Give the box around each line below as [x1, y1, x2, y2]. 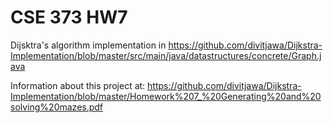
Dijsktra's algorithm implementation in [10, 39, 167, 51]
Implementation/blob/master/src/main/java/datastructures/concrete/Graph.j [10, 49, 322, 61]
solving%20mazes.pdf [10, 101, 104, 113]
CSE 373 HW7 [10, 6, 128, 29]
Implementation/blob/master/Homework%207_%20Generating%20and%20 [10, 90, 322, 102]
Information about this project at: [10, 79, 146, 91]
